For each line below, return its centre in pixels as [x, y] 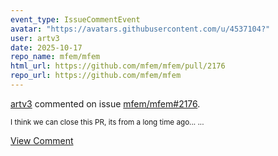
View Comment [42, 140]
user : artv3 [35, 38]
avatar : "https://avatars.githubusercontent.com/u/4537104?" [140, 29]
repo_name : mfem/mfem [55, 57]
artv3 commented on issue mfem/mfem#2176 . [105, 103]
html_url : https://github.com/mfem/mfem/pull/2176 [118, 66]
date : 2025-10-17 [46, 47]
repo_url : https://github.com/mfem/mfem [96, 76]
